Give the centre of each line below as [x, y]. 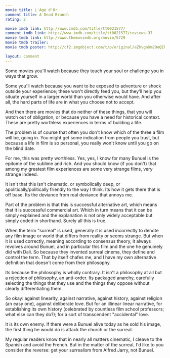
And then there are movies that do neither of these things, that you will [79, 112]
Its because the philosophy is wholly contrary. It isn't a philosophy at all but [83, 272]
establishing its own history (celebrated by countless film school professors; [85, 309]
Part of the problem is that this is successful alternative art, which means [81, 204]
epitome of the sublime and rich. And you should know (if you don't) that [81, 163]
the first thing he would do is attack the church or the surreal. [69, 329]
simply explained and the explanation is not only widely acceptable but [79, 215]
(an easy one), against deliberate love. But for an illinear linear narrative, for [84, 303]
